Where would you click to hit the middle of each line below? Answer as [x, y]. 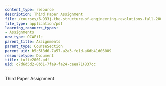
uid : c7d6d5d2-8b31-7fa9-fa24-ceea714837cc [51, 64]
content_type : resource [30, 10]
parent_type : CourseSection [34, 46]
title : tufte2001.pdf [27, 60]
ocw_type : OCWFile [24, 37]
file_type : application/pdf [34, 23]
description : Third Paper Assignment [44, 14]
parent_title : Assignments [33, 42]
